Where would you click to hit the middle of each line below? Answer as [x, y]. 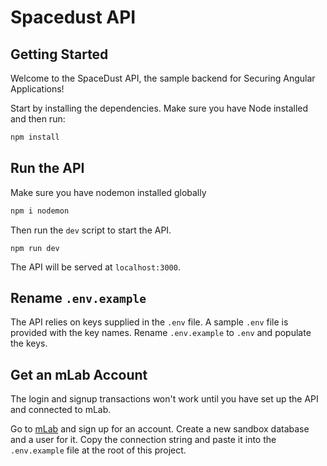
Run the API [47, 168]
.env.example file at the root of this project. [98, 450]
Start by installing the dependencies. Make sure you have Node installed [159, 108]
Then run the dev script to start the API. [91, 230]
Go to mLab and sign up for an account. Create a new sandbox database [160, 429]
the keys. [29, 343]
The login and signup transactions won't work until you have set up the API [164, 399]
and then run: [38, 119]
